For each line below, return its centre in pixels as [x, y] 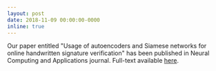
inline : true [26, 26]
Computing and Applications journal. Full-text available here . [93, 61]
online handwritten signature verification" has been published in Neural [108, 53]
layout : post [26, 13]
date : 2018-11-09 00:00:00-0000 [53, 20]
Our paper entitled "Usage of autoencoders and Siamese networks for [107, 46]
